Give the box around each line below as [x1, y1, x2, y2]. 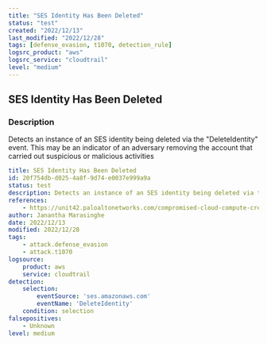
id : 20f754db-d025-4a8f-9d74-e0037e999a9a [8, 174, 151, 183]
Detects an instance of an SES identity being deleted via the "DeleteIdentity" [8, 134, 258, 144]
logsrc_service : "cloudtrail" [8, 56, 109, 64]
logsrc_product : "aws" [8, 48, 83, 56]
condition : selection [22, 307, 94, 315]
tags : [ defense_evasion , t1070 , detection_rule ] [8, 41, 172, 49]
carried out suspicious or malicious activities [8, 152, 155, 161]
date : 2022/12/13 [8, 218, 66, 226]
